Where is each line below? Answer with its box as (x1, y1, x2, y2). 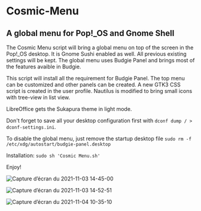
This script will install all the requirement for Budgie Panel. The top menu (6, 75, 185, 82)
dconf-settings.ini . (6, 123, 56, 130)
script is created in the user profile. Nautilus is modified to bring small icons (6, 88, 193, 94)
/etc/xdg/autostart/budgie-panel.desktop (6, 141, 111, 147)
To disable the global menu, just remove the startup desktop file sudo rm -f (6, 135, 192, 142)
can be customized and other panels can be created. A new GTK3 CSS (6, 81, 181, 88)
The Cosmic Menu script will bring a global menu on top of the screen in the (6, 44, 194, 51)
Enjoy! (6, 164, 22, 170)
